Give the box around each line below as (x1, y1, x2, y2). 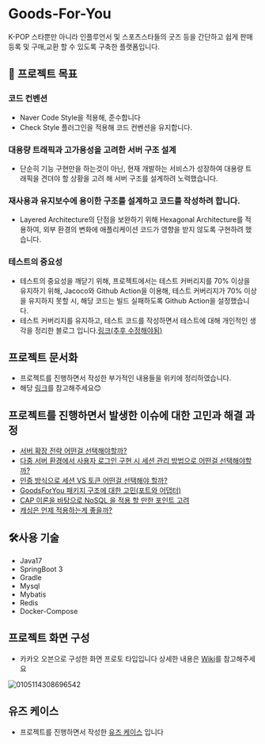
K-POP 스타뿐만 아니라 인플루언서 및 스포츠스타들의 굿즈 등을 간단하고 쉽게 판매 (8, 32, 253, 41)
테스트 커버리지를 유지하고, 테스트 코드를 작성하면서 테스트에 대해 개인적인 (19, 315, 248, 325)
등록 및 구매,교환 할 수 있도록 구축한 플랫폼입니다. (8, 41, 161, 52)
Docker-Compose (19, 606, 78, 616)
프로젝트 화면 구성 (8, 631, 90, 645)
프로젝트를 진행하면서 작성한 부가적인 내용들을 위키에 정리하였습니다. (19, 373, 232, 383)
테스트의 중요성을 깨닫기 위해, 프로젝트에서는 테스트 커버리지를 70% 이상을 (19, 276, 251, 285)
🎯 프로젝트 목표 (8, 67, 78, 81)
